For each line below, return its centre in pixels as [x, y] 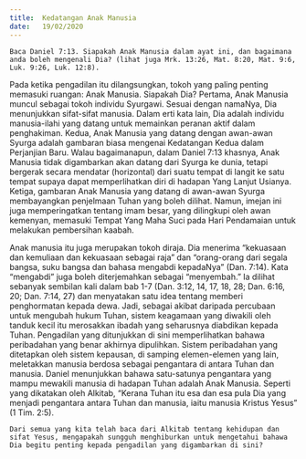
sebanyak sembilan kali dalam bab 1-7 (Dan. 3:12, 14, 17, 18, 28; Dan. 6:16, [148, 286]
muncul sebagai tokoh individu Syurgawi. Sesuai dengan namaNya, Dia [143, 104]
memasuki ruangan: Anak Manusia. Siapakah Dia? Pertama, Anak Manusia [149, 94]
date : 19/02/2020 [47, 26]
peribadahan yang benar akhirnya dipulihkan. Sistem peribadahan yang [144, 344]
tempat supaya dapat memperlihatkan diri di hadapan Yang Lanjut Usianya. [151, 181]
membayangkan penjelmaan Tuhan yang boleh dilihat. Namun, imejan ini [146, 201]
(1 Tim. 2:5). [32, 412]
